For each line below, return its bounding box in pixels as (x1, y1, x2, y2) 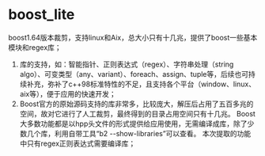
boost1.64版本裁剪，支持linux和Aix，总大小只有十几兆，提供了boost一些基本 (8, 32, 258, 42)
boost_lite (8, 6, 75, 24)
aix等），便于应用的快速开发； (19, 89, 116, 98)
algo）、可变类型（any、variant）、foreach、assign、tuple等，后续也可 (19, 69, 249, 78)
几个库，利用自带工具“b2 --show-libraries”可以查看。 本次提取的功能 (26, 128, 252, 138)
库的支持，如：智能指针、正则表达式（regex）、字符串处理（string (19, 59, 234, 69)
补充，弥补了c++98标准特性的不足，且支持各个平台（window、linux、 (26, 79, 256, 89)
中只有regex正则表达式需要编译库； (19, 139, 136, 148)
